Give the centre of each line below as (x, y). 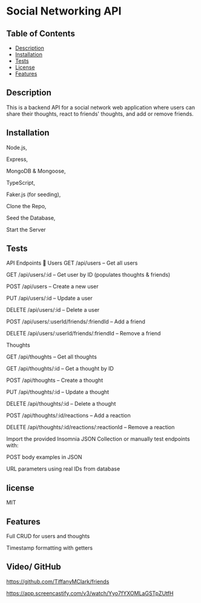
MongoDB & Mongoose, (36, 171)
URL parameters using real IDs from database (63, 469)
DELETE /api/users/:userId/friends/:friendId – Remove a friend (84, 334)
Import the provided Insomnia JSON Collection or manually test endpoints (98, 439)
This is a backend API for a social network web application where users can (101, 107)
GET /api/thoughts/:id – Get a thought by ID (60, 369)
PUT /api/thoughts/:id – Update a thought (58, 392)
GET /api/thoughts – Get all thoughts (51, 357)
